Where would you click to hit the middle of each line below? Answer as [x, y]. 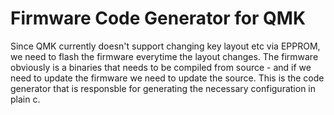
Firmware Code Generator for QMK [158, 18]
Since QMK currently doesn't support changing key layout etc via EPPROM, [165, 46]
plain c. [25, 99]
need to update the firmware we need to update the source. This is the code [167, 78]
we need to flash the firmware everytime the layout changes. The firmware [164, 56]
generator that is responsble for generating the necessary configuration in [163, 88]
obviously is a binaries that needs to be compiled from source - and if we [161, 67]
